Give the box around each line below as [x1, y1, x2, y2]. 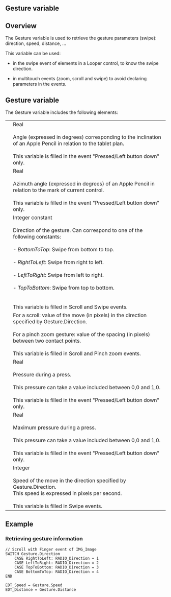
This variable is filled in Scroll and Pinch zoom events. [13, 350, 141, 357]
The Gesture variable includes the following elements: [5, 109, 119, 115]
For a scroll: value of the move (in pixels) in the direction [13, 312, 147, 319]
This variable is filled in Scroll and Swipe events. [13, 303, 128, 311]
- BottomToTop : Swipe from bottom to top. [13, 246, 115, 253]
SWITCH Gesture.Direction [5, 551, 60, 556]
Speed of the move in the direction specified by [13, 477, 126, 484]
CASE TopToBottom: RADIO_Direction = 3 [14, 564, 99, 570]
